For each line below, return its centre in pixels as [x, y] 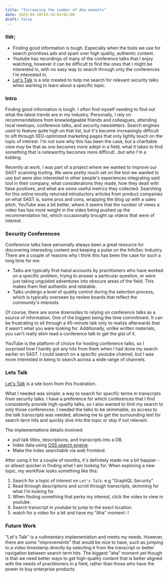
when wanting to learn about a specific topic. [59, 85]
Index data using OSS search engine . [51, 445]
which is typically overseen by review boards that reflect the [75, 297]
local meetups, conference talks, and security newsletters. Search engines [82, 125]
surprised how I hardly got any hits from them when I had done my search [81, 349]
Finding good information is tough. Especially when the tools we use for [87, 48]
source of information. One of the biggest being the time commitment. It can [84, 318]
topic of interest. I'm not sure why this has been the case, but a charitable [81, 141]
